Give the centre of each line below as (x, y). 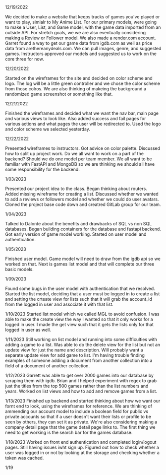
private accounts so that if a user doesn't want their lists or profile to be (78, 417)
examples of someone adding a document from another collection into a (79, 360)
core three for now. (25, 59)
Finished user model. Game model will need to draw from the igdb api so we (83, 259)
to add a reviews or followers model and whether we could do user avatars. (82, 199)
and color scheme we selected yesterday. (48, 129)
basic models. (19, 269)
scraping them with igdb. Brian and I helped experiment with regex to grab (81, 381)
